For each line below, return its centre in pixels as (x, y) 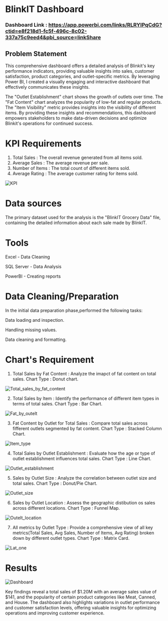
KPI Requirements (43, 144)
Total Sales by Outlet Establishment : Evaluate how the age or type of (84, 453)
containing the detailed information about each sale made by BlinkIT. (76, 223)
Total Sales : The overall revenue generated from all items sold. (77, 157)
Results (21, 568)
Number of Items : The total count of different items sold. (71, 168)
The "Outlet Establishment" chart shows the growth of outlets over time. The (84, 97)
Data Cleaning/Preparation (62, 296)
